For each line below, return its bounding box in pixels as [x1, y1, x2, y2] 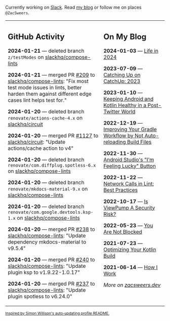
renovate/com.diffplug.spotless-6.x [8, 162, 96, 168]
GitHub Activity [8, 31, 65, 42]
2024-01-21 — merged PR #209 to [8, 71, 95, 78]
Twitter [103, 108, 120, 115]
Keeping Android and [103, 95, 154, 102]
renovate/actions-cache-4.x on [8, 114, 83, 121]
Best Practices [103, 186, 138, 193]
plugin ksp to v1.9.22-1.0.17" [8, 268, 80, 275]
